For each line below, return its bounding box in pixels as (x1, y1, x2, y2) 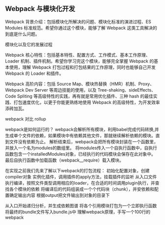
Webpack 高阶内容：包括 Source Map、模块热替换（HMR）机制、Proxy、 (5, 81, 155, 87)
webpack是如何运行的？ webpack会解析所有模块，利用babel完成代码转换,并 (5, 126, 160, 132)
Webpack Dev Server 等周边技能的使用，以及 (5, 87, 97, 93)
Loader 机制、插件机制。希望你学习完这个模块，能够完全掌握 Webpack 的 (5, 58, 154, 64)
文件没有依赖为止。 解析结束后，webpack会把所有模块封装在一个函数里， (9, 138, 159, 144)
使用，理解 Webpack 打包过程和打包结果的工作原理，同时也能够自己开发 (9, 64, 156, 70)
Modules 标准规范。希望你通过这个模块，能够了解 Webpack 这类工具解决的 (5, 25, 157, 31)
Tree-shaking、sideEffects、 (97, 87, 156, 93)
